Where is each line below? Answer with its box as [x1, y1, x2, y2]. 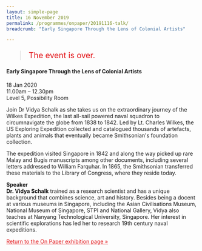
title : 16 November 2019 [6, 15, 69, 21]
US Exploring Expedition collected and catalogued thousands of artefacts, [6, 125, 191, 132]
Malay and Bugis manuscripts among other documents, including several [6, 156, 189, 164]
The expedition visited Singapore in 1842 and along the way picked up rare [6, 150, 194, 157]
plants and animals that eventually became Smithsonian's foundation [6, 132, 178, 139]
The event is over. [28, 50, 95, 61]
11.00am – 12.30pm [6, 87, 53, 95]
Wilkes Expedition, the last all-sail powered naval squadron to [6, 112, 160, 119]
